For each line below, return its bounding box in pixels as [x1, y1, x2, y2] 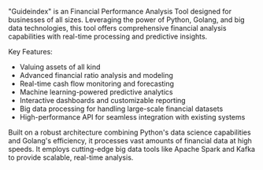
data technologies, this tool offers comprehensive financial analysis [8, 24, 227, 32]
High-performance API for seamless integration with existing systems [19, 113, 246, 121]
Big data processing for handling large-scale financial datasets [19, 104, 224, 113]
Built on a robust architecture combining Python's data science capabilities [8, 128, 251, 137]
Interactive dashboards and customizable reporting [19, 96, 187, 105]
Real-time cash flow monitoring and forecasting [19, 79, 175, 88]
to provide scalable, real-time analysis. [8, 153, 134, 162]
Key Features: [8, 47, 53, 56]
